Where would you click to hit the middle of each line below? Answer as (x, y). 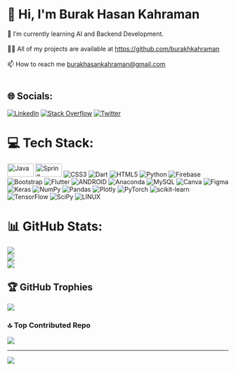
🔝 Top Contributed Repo (49, 325)
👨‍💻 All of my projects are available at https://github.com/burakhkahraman (113, 48)
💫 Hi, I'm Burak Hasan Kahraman (104, 14)
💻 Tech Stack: (51, 143)
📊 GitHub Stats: (55, 226)
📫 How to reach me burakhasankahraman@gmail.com (86, 64)
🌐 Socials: (30, 97)
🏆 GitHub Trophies (50, 287)
